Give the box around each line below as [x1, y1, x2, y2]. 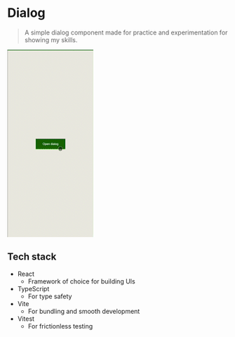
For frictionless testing [27, 322, 93, 330]
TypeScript [17, 284, 50, 293]
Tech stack [7, 251, 57, 263]
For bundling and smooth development [27, 307, 140, 315]
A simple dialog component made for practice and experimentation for [24, 28, 228, 37]
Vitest [17, 314, 35, 323]
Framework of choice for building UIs [27, 276, 135, 286]
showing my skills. [24, 35, 78, 44]
